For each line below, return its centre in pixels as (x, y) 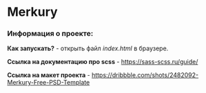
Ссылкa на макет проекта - (49, 75)
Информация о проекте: (50, 34)
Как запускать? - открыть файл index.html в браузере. (88, 48)
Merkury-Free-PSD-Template (49, 83)
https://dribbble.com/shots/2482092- (145, 75)
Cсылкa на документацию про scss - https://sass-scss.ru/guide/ (103, 62)
